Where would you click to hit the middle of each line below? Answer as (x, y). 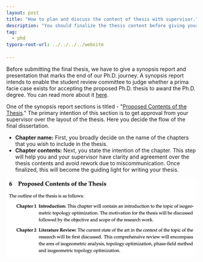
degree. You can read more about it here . (57, 94)
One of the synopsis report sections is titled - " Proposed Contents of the (97, 106)
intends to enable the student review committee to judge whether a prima (98, 82)
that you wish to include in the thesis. (61, 144)
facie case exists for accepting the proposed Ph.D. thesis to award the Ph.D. (101, 88)
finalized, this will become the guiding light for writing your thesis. (97, 169)
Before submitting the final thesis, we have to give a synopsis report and (96, 69)
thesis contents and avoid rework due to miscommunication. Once (97, 163)
